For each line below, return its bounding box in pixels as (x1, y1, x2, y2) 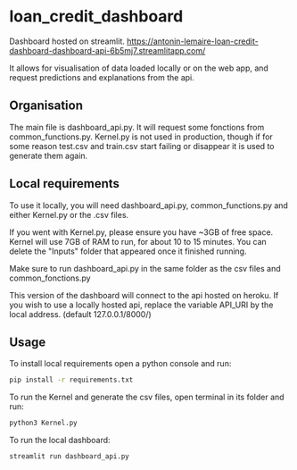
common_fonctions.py (9, 273, 91, 283)
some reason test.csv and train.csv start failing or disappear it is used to (9, 140, 275, 151)
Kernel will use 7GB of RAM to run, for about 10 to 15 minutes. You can (9, 236, 268, 247)
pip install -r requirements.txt (9, 375, 134, 385)
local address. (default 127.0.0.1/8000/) (9, 308, 152, 319)
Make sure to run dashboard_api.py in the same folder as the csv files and (9, 263, 281, 273)
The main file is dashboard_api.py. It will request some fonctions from (9, 122, 265, 132)
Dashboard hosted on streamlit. (9, 36, 125, 46)
